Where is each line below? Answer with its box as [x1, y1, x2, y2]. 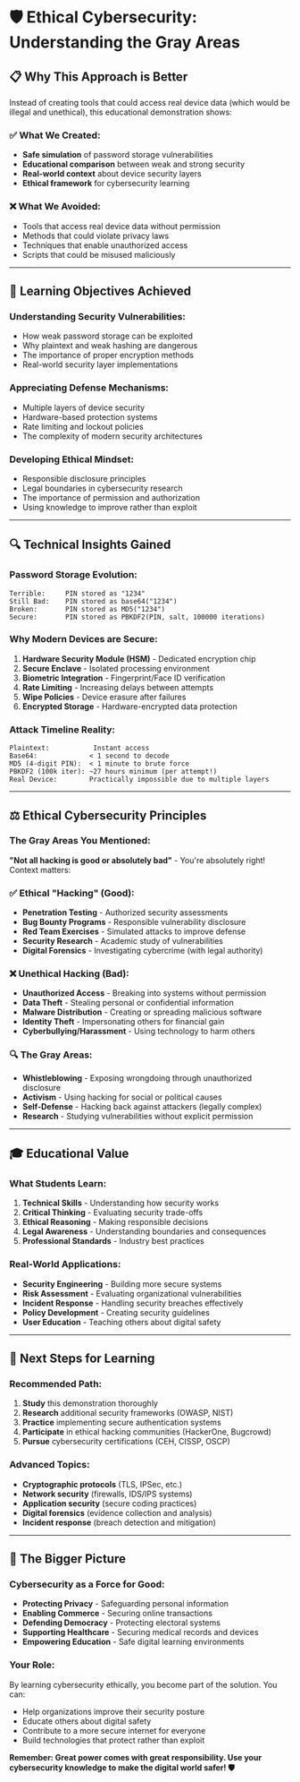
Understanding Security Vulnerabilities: [9, 310, 186, 322]
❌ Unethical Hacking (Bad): [9, 968, 129, 981]
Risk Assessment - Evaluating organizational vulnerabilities [21, 1288, 243, 1298]
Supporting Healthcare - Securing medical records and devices [21, 1627, 259, 1638]
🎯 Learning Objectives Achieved [9, 283, 192, 298]
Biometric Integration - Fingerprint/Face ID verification [21, 673, 226, 683]
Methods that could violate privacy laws [21, 230, 170, 241]
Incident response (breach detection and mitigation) [21, 1517, 217, 1528]
